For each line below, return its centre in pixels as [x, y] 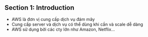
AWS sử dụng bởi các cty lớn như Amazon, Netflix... [63, 29]
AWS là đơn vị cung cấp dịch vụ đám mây [53, 19]
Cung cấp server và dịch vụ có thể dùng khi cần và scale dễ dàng [77, 24]
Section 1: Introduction [40, 8]
